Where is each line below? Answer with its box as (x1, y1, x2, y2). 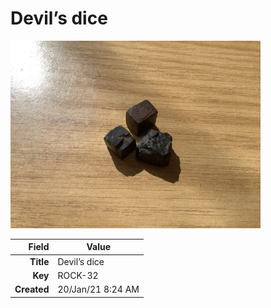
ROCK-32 (57, 269, 99, 281)
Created (14, 283, 50, 296)
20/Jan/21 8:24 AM (57, 283, 140, 296)
